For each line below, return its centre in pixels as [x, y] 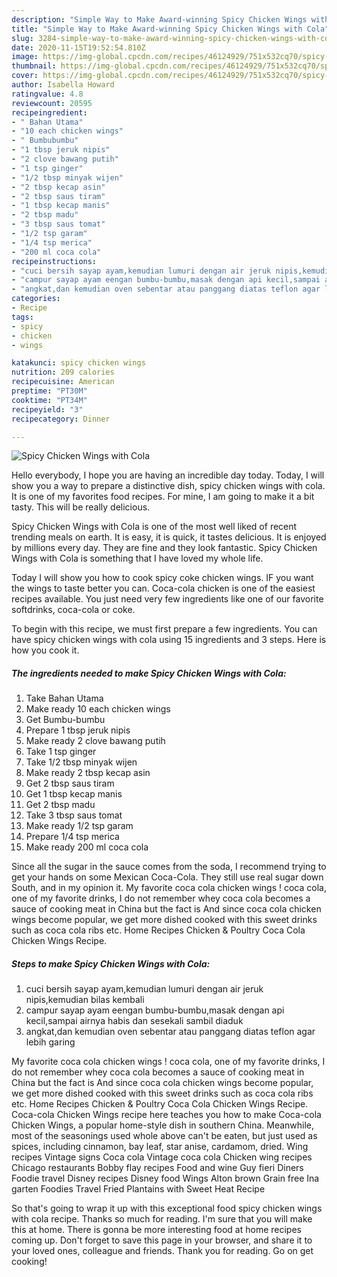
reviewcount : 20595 [52, 103]
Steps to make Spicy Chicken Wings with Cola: [111, 963]
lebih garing [50, 1042]
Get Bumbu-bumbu [65, 720]
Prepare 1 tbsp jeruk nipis [78, 730]
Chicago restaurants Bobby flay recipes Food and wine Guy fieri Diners [157, 1168]
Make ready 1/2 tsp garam [79, 826]
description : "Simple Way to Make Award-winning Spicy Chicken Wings [159, 19]
